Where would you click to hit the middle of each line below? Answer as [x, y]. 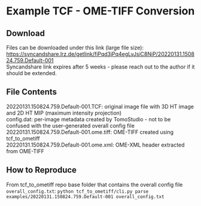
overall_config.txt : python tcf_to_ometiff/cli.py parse [77, 191]
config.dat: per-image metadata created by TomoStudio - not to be [89, 119]
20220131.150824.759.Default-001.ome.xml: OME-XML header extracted [95, 145]
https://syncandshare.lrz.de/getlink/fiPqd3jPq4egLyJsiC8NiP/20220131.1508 [100, 54]
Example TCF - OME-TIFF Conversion [100, 11]
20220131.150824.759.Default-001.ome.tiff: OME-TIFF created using [90, 132]
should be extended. [31, 73]
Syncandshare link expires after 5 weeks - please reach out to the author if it [100, 67]
